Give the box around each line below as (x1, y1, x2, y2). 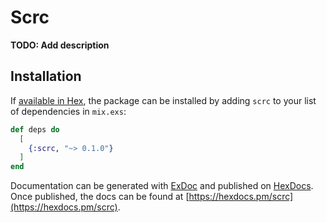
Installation (10, 68, 82, 85)
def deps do (10, 124, 60, 135)
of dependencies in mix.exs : (10, 105, 127, 117)
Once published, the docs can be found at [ (10, 191, 190, 203)
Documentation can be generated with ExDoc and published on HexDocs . (10, 180, 314, 192)
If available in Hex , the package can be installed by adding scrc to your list (10, 94, 317, 106)
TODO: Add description (10, 39, 110, 51)
